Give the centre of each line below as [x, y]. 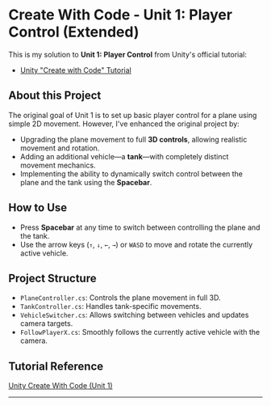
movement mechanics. [58, 165]
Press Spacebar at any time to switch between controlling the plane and [140, 227]
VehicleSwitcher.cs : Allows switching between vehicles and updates [134, 315]
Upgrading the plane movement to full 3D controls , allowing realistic [133, 139]
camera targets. [46, 324]
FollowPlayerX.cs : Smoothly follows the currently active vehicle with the [140, 332]
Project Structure [52, 278]
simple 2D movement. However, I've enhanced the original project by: [124, 124]
